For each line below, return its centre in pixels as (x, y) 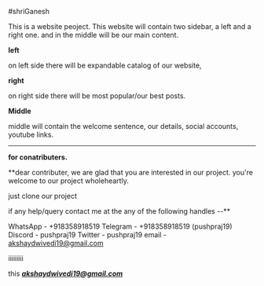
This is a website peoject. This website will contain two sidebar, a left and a (130, 26)
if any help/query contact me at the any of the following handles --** (119, 211)
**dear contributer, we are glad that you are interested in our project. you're (131, 172)
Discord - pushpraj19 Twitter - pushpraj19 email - (88, 235)
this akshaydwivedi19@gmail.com (66, 273)
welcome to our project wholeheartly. (69, 181)
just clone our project (42, 196)
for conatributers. (38, 157)
